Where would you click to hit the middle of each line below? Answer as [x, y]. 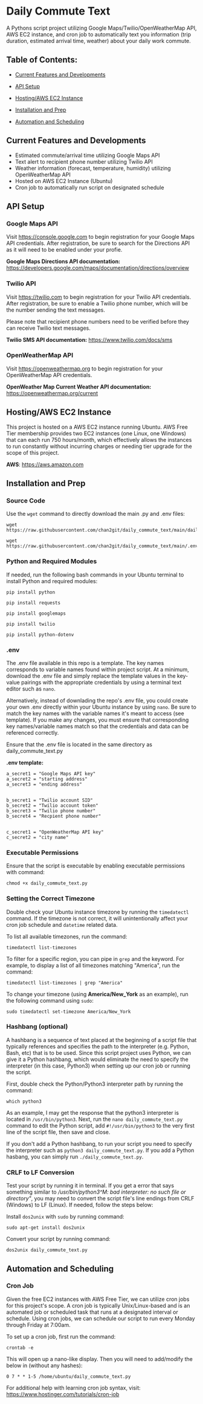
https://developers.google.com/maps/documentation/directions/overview [98, 268]
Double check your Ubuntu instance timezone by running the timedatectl [98, 912]
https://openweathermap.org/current [52, 393]
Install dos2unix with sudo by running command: [66, 1217]
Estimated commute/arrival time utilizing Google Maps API [87, 155]
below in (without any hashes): [44, 1365]
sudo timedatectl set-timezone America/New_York [69, 1011]
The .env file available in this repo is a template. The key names [85, 663]
